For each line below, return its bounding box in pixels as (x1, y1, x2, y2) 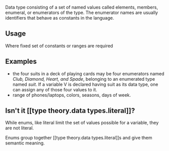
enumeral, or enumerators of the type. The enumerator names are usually (5, 10, 158, 16)
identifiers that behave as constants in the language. (5, 15, 115, 21)
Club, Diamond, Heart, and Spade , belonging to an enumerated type (12, 76, 155, 82)
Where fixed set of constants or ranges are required (5, 43, 114, 49)
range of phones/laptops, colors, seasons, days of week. (12, 92, 131, 98)
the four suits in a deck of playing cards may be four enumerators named (12, 70, 164, 77)
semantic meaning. (5, 140, 45, 146)
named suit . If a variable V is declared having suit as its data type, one (12, 81, 158, 87)
